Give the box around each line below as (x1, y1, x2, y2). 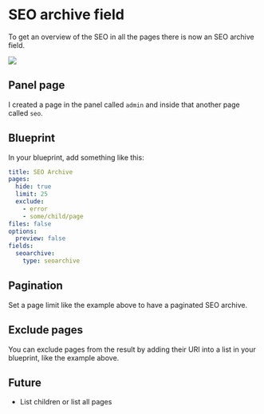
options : (8, 227, 37, 235)
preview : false (15, 235, 66, 242)
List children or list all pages (19, 397, 112, 407)
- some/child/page (22, 212, 84, 220)
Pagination (8, 279, 64, 293)
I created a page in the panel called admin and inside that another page (8, 100, 241, 109)
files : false (8, 219, 52, 228)
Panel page (8, 78, 65, 93)
